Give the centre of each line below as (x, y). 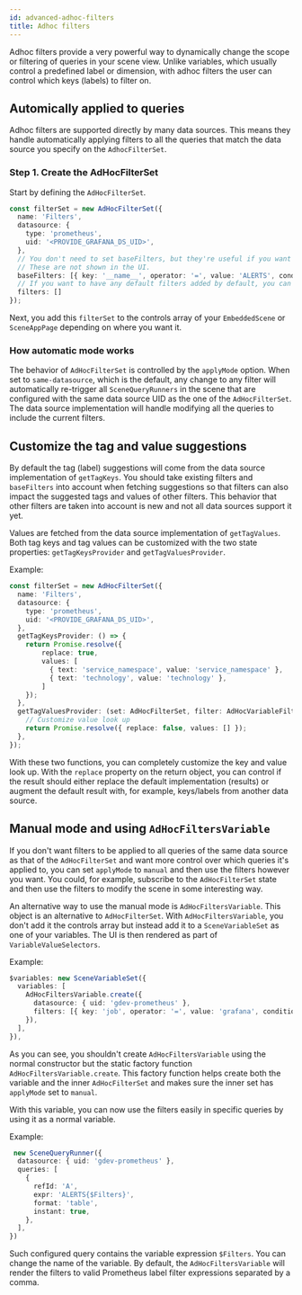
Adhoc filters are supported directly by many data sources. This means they (150, 130)
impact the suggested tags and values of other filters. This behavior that (143, 496)
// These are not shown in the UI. (84, 267)
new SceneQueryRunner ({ (58, 1153)
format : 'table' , (66, 1203)
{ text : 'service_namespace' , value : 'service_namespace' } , (166, 670)
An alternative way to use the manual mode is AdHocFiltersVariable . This (145, 906)
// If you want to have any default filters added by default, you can (155, 284)
